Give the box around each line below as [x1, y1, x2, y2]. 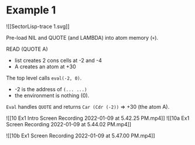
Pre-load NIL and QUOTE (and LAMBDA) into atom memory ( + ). [6, 34, 159, 41]
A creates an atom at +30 [14, 63, 76, 70]
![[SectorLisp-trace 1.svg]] [6, 23, 70, 30]
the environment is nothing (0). [14, 92, 90, 99]
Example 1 [6, 4, 56, 17]
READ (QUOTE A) [6, 45, 48, 53]
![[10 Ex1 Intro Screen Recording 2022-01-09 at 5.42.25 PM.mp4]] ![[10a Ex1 [6, 115, 190, 122]
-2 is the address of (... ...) [14, 85, 87, 92]
